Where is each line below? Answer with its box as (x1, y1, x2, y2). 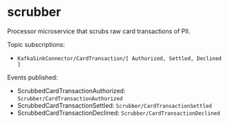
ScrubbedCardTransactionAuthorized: (17, 86, 126, 95)
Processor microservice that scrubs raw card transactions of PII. (7, 27, 191, 35)
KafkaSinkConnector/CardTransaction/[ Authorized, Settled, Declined (17, 55, 222, 62)
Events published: (7, 73, 58, 82)
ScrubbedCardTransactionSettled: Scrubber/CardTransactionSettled (17, 101, 212, 109)
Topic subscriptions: (7, 40, 66, 48)
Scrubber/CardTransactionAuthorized (17, 95, 123, 102)
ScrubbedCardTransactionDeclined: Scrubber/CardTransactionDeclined (17, 108, 220, 117)
